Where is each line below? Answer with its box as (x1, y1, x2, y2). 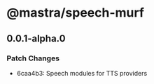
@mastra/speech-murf (6, 5, 145, 21)
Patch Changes (6, 53, 60, 63)
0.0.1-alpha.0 (6, 33, 66, 44)
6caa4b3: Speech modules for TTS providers (16, 69, 148, 77)
